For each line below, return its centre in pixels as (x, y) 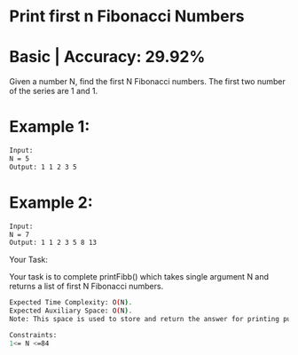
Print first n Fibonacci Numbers (127, 16)
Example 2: (51, 202)
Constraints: (33, 335)
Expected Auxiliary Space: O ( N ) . (71, 311)
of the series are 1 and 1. (54, 91)
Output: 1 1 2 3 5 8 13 (53, 243)
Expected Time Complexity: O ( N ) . (71, 303)
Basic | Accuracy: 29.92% (107, 57)
